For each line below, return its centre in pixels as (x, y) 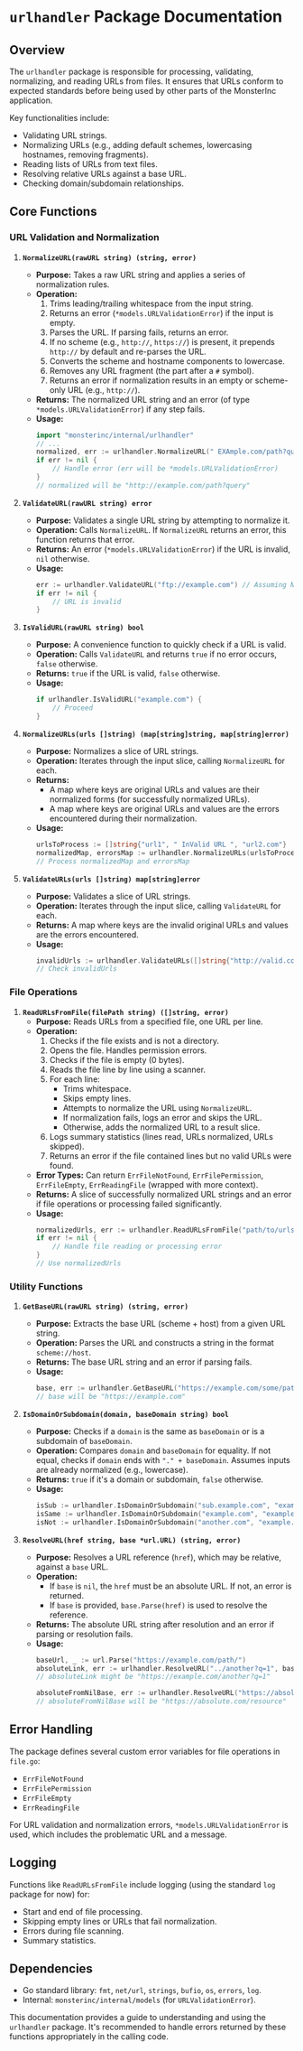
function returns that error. (85, 539)
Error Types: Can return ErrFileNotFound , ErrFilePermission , (150, 1175)
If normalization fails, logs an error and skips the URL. (162, 1117)
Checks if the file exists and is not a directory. (134, 1040)
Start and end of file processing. (82, 1911)
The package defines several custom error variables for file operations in (145, 1751)
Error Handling (51, 1730)
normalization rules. (73, 284)
